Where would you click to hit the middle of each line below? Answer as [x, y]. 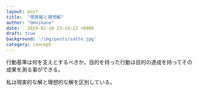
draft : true [21, 34]
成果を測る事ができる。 [35, 69]
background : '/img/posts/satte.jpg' [51, 39]
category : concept [29, 45]
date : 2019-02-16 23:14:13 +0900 [50, 28]
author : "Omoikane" [30, 22]
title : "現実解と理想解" [35, 17]
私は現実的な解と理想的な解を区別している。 [61, 82]
